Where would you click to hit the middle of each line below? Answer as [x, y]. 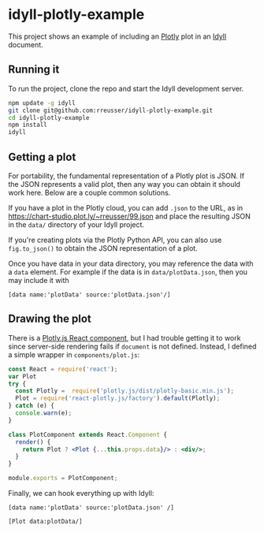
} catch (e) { [32, 406]
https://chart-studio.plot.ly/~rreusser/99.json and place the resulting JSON [129, 216]
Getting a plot [42, 157]
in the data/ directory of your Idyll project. [76, 224]
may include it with [39, 280]
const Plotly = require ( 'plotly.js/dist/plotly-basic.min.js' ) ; [125, 391]
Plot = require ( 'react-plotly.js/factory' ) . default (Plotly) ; [118, 399]
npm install [28, 125]
